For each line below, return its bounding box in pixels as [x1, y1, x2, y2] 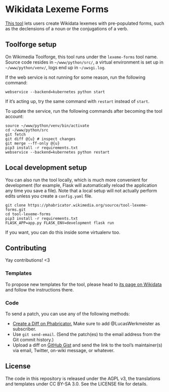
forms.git [5, 207, 26, 212]
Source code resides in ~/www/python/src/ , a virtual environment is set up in [5, 59, 163, 65]
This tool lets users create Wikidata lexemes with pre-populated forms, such [5, 20, 164, 26]
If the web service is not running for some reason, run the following [5, 74, 146, 80]
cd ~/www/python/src [5, 127, 49, 132]
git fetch [5, 132, 26, 137]
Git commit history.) [12, 336, 54, 342]
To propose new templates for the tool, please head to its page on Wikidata [5, 281, 162, 287]
